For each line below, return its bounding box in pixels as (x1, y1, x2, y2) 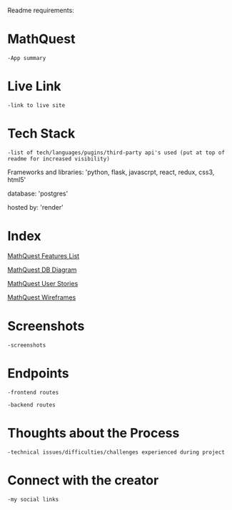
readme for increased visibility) (7, 155, 111, 163)
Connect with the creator (7, 472, 159, 488)
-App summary (7, 54, 46, 61)
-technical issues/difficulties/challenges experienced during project (7, 449, 225, 456)
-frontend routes (7, 389, 59, 396)
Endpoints (7, 365, 69, 381)
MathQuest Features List (7, 251, 80, 260)
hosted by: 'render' (7, 203, 64, 211)
